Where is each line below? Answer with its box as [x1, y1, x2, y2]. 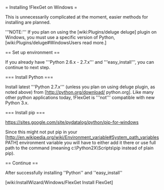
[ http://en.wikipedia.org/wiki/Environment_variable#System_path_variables [5, 134, 159, 140]
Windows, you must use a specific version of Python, [5, 35, 115, 40]
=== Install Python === [5, 74, 54, 80]
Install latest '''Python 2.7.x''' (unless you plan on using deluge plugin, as [5, 84, 155, 90]
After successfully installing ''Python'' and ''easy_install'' [5, 170, 123, 175]
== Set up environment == [5, 50, 60, 55]
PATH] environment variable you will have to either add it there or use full [5, 140, 156, 145]
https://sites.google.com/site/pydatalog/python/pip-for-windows [5, 119, 139, 125]
